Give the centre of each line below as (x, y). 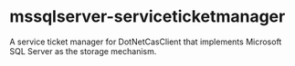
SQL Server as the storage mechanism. (83, 51)
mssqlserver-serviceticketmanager (147, 17)
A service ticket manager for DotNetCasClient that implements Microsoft (146, 42)
